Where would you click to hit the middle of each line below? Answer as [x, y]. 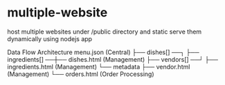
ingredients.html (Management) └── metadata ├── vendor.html [99, 66]
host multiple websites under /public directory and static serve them [105, 32]
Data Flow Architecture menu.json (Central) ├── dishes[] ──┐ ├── [103, 52]
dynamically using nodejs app [49, 38]
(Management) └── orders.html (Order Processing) [81, 74]
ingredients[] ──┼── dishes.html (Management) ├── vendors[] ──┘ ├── [112, 59]
